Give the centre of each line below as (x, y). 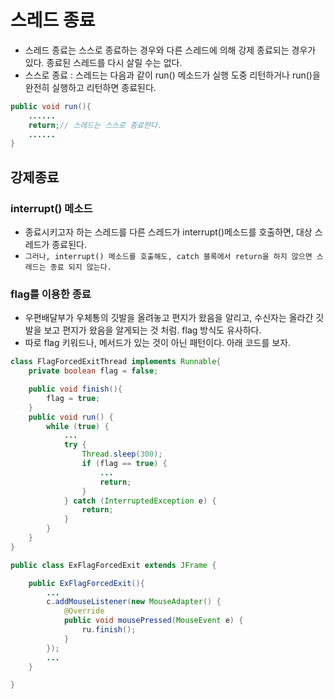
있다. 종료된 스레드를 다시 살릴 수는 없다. (103, 62)
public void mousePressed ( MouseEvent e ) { (153, 621)
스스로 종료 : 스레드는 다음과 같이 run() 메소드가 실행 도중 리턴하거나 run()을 (172, 75)
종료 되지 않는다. (80, 267)
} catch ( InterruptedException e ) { (140, 501)
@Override (84, 611)
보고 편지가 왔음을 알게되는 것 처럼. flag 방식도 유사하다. (152, 330)
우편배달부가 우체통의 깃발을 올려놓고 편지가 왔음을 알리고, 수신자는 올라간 (169, 318)
